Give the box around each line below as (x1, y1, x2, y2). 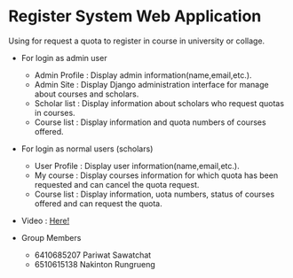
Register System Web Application (8, 6, 262, 27)
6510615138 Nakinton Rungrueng (34, 259, 156, 269)
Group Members (20, 232, 82, 243)
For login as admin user (20, 52, 107, 63)
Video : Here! (20, 215, 70, 226)
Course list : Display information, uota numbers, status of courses (34, 189, 275, 199)
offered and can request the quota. (34, 197, 162, 209)
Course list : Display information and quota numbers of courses (34, 117, 267, 127)
